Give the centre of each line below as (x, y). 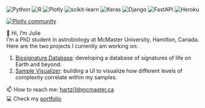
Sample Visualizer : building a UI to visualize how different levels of (99, 71)
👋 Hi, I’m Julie (24, 33)
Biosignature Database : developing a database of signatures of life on (103, 58)
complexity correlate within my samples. (66, 77)
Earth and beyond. (39, 64)
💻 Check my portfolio (34, 99)
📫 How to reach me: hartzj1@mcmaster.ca (60, 89)
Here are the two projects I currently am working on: (72, 46)
